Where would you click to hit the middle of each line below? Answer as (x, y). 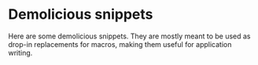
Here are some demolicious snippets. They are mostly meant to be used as (129, 36)
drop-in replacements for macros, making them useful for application (120, 44)
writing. (20, 52)
